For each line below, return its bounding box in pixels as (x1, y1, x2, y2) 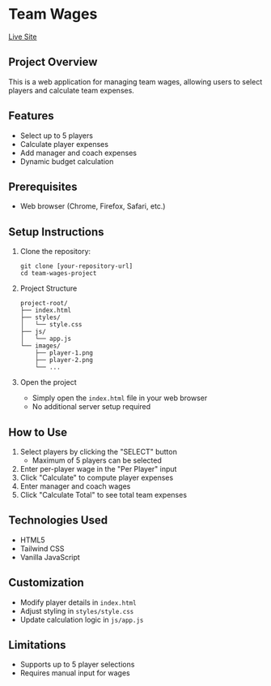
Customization (8, 576, 85, 589)
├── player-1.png (35, 349, 93, 357)
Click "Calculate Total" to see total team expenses (19, 490, 188, 499)
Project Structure (19, 283, 78, 293)
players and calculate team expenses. (8, 85, 135, 95)
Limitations (8, 638, 66, 652)
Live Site (8, 32, 37, 41)
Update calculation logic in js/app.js (19, 615, 144, 624)
